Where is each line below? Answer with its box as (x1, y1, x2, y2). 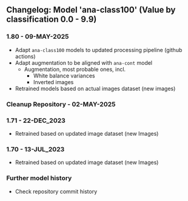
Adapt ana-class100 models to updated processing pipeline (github (15, 46, 183, 53)
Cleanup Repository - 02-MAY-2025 (6, 100, 116, 108)
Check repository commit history (15, 188, 98, 195)
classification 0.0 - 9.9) (6, 15, 97, 25)
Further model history (6, 174, 72, 182)
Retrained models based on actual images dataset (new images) (15, 85, 176, 92)
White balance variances (33, 72, 95, 79)
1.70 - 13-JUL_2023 (6, 145, 65, 153)
